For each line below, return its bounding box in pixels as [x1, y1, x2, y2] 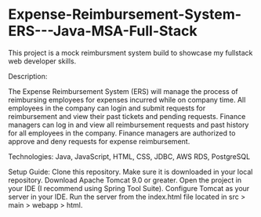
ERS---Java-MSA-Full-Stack [8, 22, 198, 40]
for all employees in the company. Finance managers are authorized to [8, 128, 236, 138]
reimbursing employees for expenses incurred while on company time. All [8, 95, 246, 104]
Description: [8, 71, 48, 81]
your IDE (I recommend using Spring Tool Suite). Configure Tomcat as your [8, 183, 250, 193]
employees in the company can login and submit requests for [8, 103, 206, 113]
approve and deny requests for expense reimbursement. [8, 136, 190, 146]
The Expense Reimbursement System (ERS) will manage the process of [8, 86, 239, 96]
